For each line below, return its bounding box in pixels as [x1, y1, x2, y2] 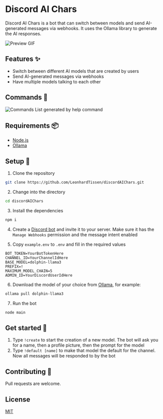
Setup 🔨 [5, 157, 30, 165]
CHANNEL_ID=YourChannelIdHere [5, 255, 68, 260]
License [5, 395, 30, 404]
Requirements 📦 [5, 121, 59, 130]
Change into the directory [12, 189, 65, 195]
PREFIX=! [5, 264, 23, 269]
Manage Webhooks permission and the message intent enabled [12, 231, 138, 238]
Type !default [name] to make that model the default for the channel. [12, 348, 156, 354]
